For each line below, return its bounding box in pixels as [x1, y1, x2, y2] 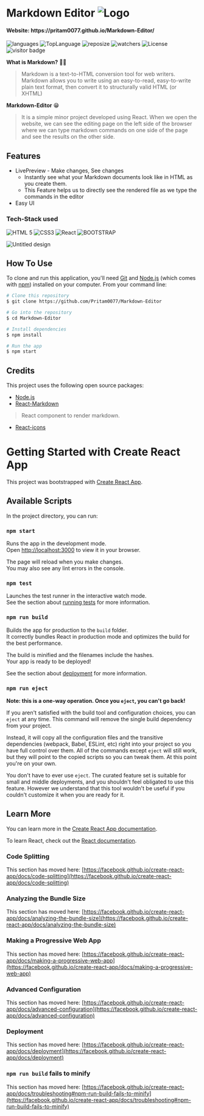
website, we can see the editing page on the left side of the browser [21, 120, 192, 128]
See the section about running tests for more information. [6, 599, 150, 606]
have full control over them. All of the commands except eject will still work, [6, 747, 197, 754]
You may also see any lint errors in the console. [6, 565, 125, 572]
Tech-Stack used [6, 215, 58, 223]
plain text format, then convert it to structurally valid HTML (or [21, 83, 177, 91]
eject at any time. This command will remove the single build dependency [6, 716, 192, 723]
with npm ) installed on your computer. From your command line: [6, 281, 167, 288]
